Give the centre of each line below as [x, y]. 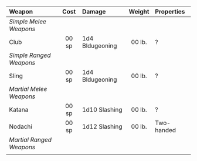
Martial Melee [28, 89]
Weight [139, 11]
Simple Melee [28, 21]
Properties [170, 11]
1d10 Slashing [102, 110]
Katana [19, 110]
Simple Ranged [30, 55]
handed [166, 130]
